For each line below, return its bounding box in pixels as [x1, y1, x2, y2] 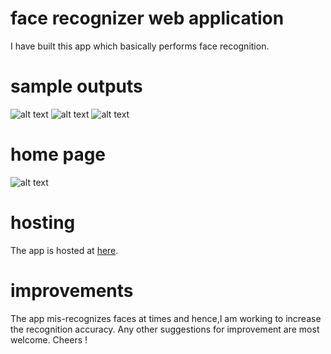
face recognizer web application [10, 7, 285, 30]
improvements [10, 279, 134, 302]
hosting [10, 212, 76, 234]
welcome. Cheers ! [10, 333, 88, 346]
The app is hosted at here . [10, 244, 119, 256]
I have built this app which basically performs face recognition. [10, 40, 270, 52]
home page [10, 143, 107, 166]
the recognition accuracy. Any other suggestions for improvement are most [10, 323, 320, 335]
